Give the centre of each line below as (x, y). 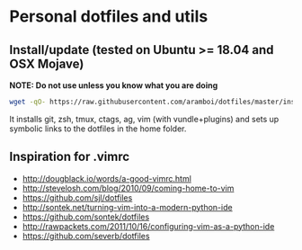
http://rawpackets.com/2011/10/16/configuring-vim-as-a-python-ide (148, 226)
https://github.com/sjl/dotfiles (77, 197)
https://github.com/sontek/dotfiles (86, 217)
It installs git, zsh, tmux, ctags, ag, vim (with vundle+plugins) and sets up (144, 119)
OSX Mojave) (47, 63)
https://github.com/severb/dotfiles (86, 236)
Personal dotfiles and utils (109, 17)
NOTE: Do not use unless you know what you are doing (114, 85)
